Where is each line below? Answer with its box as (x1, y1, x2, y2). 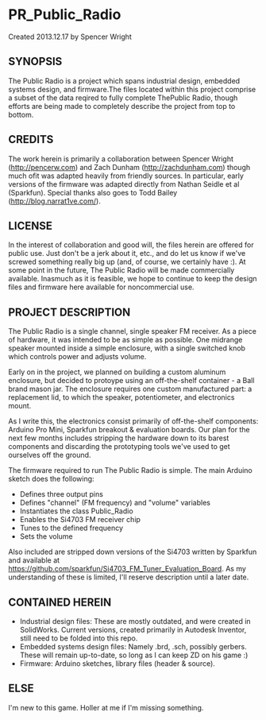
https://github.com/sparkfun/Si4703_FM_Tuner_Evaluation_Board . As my (8, 564, 246, 574)
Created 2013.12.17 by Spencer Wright (8, 32, 133, 41)
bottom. (8, 110, 34, 119)
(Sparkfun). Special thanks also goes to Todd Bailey (8, 188, 178, 197)
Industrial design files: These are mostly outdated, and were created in (19, 617, 252, 625)
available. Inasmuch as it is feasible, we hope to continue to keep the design (8, 274, 257, 284)
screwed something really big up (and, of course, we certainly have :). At (8, 257, 246, 267)
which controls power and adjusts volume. (8, 352, 147, 362)
